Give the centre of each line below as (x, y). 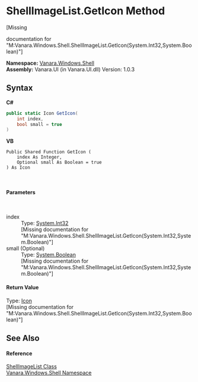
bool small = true (39, 124)
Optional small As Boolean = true (59, 162)
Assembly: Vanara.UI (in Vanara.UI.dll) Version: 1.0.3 (71, 69)
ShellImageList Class (32, 367)
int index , (30, 119)
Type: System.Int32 (45, 223)
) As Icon (18, 168)
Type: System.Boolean (48, 255)
